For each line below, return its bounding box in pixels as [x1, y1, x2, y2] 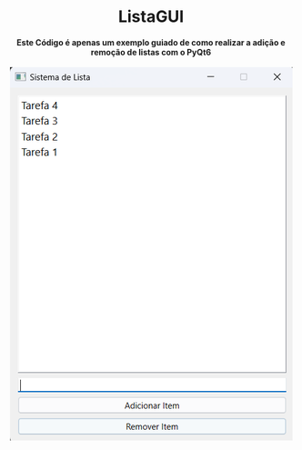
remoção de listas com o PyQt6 [90, 46, 212, 57]
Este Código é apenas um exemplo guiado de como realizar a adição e [15, 36, 287, 47]
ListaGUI [117, 6, 185, 27]
